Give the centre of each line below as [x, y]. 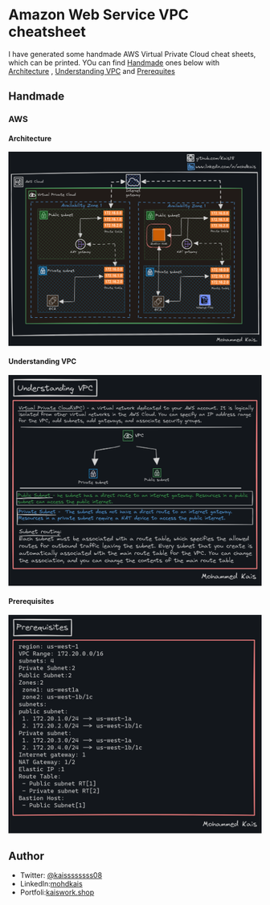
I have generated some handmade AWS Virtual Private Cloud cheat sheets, [132, 54]
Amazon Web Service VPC [98, 15]
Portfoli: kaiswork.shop [57, 892]
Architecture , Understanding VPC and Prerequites [92, 71]
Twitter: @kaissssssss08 [61, 875]
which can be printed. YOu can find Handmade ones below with [114, 63]
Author [26, 856]
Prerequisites [31, 601]
